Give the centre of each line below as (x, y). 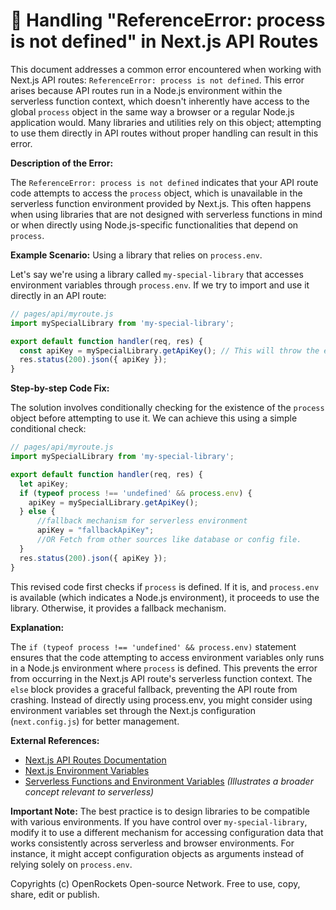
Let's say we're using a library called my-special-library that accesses (157, 274)
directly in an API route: (58, 295)
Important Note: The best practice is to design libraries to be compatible (160, 811)
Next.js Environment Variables (87, 770)
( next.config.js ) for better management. (95, 721)
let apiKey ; (44, 484)
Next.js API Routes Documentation (95, 760)
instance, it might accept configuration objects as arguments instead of (157, 853)
